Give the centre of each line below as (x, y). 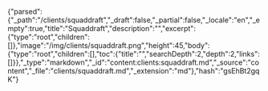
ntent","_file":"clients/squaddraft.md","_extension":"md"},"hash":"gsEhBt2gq (134, 71)
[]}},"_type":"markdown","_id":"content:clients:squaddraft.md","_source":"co (134, 62)
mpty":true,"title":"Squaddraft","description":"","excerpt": (102, 28)
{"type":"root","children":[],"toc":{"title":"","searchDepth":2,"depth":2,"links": (134, 54)
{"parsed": (25, 12)
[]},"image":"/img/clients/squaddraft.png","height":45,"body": (109, 45)
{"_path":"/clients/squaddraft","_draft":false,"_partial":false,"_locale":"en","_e (134, 20)
